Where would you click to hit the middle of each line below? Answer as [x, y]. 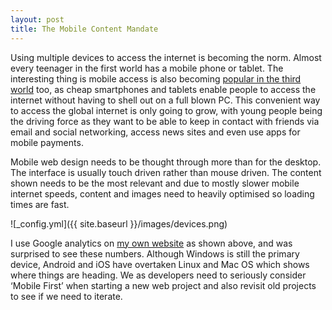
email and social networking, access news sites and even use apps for [155, 132]
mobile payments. [47, 142]
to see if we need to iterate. [66, 296]
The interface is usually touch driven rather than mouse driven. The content [166, 172]
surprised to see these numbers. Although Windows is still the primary [155, 253]
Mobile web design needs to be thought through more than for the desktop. [166, 162]
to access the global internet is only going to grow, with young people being [166, 110]
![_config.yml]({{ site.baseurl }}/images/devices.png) [119, 223]
